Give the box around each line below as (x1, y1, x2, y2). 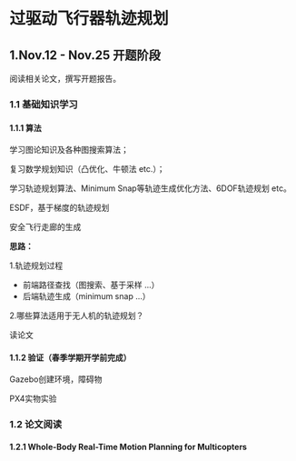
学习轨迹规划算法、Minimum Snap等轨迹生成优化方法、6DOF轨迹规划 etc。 (9, 183, 292, 194)
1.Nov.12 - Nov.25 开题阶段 (9, 47, 162, 63)
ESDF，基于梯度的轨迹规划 (9, 202, 110, 214)
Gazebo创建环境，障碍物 (9, 374, 103, 385)
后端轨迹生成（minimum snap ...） (22, 291, 151, 302)
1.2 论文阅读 (9, 418, 63, 431)
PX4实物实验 (9, 393, 57, 405)
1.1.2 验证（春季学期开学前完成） (9, 352, 132, 363)
